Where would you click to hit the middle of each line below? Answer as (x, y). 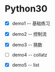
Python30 (26, 9)
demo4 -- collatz (30, 55)
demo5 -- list (25, 65)
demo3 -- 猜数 (27, 45)
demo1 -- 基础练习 (31, 23)
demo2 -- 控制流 (29, 34)
